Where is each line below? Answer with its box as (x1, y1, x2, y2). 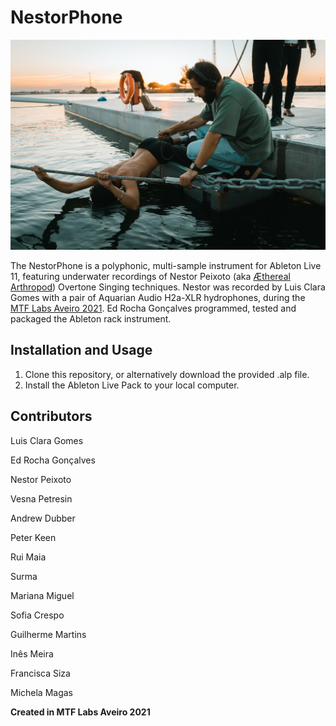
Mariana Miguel (10, 589, 75, 601)
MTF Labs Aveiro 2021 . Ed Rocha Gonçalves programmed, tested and (10, 302, 297, 315)
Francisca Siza (10, 667, 71, 679)
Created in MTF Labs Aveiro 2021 (10, 706, 151, 718)
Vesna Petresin (10, 492, 73, 505)
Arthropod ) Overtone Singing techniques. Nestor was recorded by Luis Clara (10, 281, 326, 293)
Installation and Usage (10, 342, 153, 359)
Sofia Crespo (10, 609, 65, 621)
